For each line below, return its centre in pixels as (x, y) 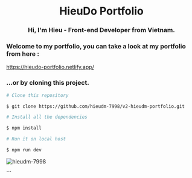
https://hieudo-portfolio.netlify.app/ (50, 67)
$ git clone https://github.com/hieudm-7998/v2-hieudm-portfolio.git (96, 106)
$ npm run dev (24, 150)
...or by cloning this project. (48, 83)
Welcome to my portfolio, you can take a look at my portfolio (96, 47)
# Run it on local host (36, 139)
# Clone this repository (37, 95)
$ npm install (24, 128)
